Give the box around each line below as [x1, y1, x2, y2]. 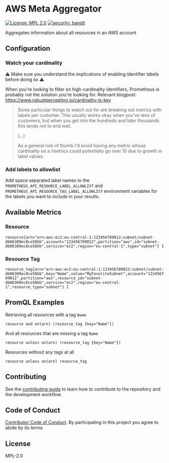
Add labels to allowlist [5, 165, 61, 173]
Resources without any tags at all [5, 349, 74, 355]
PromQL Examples [5, 298, 65, 307]
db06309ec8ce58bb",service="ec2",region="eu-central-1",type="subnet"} [5, 243, 159, 248]
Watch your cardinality [5, 59, 63, 66]
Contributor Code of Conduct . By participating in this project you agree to [5, 419, 159, 426]
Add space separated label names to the [5, 177, 90, 183]
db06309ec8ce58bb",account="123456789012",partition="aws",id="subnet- [5, 239, 159, 244]
